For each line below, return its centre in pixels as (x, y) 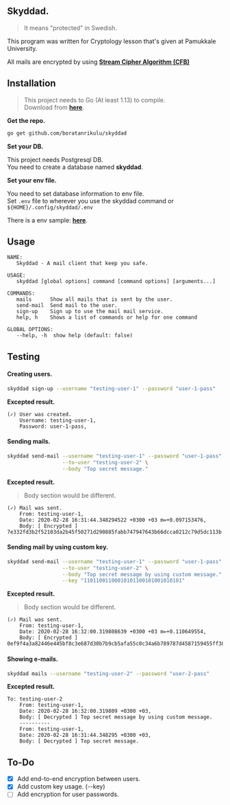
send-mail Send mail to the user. (67, 306)
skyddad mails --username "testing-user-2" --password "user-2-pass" (108, 673)
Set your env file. (32, 180)
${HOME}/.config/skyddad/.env (50, 207)
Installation (31, 83)
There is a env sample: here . (47, 220)
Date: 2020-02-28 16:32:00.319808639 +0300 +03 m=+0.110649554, (113, 632)
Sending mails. (29, 442)
